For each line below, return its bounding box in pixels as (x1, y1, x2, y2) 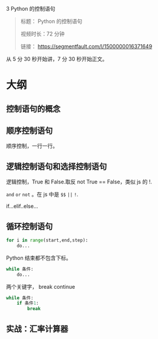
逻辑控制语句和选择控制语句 (6, 162, 107, 172)
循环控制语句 (6, 221, 53, 231)
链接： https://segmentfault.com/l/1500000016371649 (20, 43, 152, 50)
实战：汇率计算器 (6, 324, 68, 334)
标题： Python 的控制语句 (20, 18, 83, 25)
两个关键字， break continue (6, 283, 75, 290)
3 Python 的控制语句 (6, 5, 56, 12)
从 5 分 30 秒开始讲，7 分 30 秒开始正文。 (6, 56, 108, 62)
